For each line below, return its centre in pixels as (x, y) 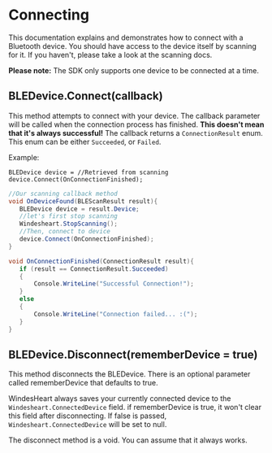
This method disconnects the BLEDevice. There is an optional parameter (130, 374)
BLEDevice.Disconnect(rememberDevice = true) (133, 354)
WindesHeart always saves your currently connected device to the (120, 399)
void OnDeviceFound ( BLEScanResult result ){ (83, 201)
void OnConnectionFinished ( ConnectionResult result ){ (101, 261)
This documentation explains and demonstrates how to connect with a (126, 37)
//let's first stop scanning (68, 216)
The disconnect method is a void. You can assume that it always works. (128, 440)
